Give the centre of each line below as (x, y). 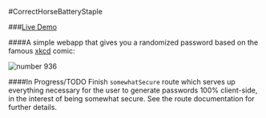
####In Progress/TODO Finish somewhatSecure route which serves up (122, 82)
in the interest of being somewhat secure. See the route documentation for (131, 98)
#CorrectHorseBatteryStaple (55, 12)
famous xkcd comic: (42, 51)
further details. (33, 107)
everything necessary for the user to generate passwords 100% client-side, (133, 90)
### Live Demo (33, 27)
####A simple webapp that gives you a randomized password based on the (133, 42)
